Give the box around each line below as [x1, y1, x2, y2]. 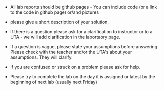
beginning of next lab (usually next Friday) [10, 79, 98, 85]
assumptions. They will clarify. [10, 54, 73, 60]
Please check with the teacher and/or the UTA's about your [10, 49, 132, 55]
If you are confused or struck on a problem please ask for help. [10, 64, 140, 70]
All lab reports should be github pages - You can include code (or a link [10, 4, 157, 10]
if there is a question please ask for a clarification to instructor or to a [10, 29, 153, 34]
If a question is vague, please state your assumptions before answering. [10, 44, 159, 49]
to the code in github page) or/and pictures [10, 9, 99, 15]
